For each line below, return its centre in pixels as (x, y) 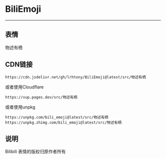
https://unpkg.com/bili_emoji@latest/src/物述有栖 (57, 117)
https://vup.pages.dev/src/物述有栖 (41, 97)
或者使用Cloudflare (24, 87)
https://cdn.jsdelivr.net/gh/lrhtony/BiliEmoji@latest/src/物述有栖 (76, 77)
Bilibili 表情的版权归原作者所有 (36, 152)
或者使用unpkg (20, 107)
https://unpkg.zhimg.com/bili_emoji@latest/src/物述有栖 (63, 122)
